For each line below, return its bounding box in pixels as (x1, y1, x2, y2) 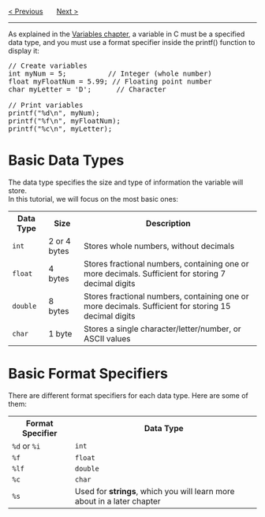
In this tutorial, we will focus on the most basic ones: (8, 194, 179, 203)
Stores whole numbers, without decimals (84, 240, 235, 251)
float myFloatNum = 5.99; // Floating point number (8, 77, 213, 86)
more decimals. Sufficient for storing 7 (84, 268, 226, 279)
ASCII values (84, 333, 132, 344)
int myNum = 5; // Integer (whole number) (8, 69, 213, 78)
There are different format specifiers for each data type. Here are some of (8, 390, 248, 400)
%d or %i (12, 441, 41, 452)
